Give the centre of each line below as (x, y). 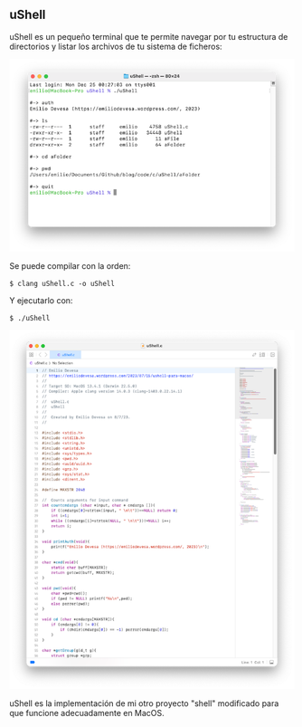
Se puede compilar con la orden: (70, 266)
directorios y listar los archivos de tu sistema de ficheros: (116, 46)
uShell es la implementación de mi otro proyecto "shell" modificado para (144, 703)
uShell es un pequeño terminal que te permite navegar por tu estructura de (149, 36)
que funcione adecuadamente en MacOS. (87, 713)
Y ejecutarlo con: (41, 301)
